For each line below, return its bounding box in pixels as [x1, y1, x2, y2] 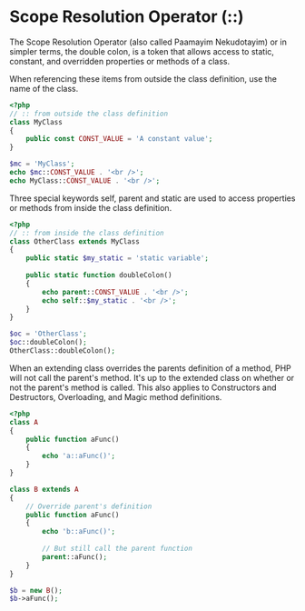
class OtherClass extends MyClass [9, 236, 141, 246]
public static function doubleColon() [25, 271, 172, 280]
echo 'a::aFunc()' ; [42, 452, 116, 461]
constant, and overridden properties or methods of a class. [9, 55, 230, 66]
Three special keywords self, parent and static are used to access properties [9, 193, 296, 204]
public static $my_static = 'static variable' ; [25, 254, 209, 263]
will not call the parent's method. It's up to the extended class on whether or [9, 372, 295, 383]
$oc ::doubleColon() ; [9, 338, 88, 347]
